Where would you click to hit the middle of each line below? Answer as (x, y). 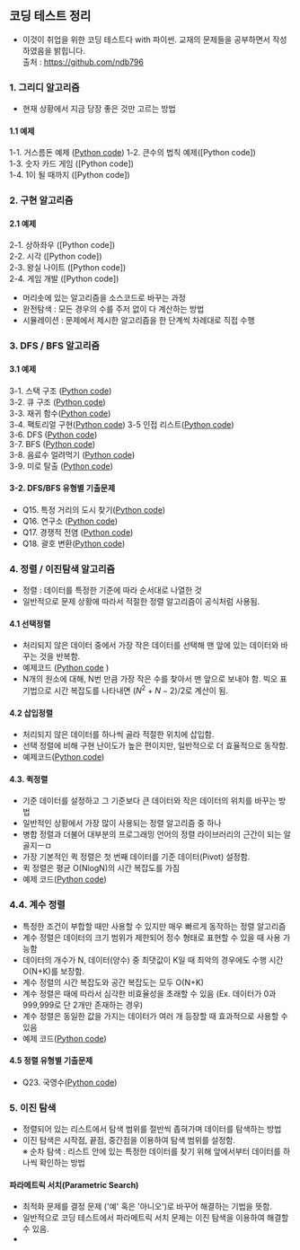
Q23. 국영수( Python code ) (70, 1082)
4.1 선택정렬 (30, 623)
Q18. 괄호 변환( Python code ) (74, 543)
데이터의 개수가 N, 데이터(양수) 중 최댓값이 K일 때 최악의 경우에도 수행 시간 (153, 960)
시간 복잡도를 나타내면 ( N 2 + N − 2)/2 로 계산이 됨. (141, 690)
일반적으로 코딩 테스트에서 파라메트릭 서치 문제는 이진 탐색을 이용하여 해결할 (155, 1218)
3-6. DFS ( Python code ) (53, 435)
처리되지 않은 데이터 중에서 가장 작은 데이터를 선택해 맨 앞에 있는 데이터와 (150, 646)
